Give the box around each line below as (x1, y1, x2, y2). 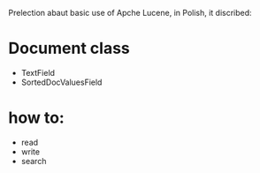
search (20, 155, 47, 166)
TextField (20, 67, 55, 78)
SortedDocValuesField (20, 77, 103, 87)
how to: (8, 108, 65, 128)
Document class (8, 39, 130, 58)
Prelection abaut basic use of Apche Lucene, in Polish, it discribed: (8, 8, 253, 18)
